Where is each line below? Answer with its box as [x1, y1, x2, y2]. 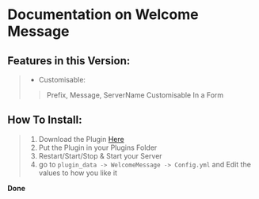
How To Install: [7, 113, 82, 127]
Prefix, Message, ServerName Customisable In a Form [46, 90, 224, 100]
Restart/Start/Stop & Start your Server [38, 151, 163, 160]
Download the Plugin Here [38, 134, 124, 144]
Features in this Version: [7, 54, 131, 67]
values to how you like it [38, 168, 118, 178]
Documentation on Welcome [7, 6, 199, 24]
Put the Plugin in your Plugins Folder [38, 143, 158, 152]
